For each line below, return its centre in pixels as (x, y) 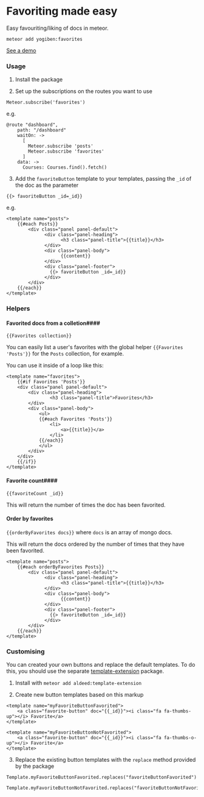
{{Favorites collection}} (39, 336)
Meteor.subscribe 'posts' (61, 146)
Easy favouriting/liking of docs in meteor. (57, 28)
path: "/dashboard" (42, 130)
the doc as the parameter (47, 185)
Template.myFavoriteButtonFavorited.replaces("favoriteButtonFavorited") (102, 778)
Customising (25, 651)
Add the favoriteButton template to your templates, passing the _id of (103, 179)
